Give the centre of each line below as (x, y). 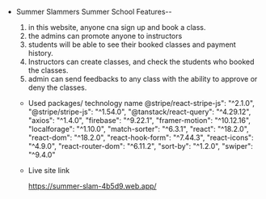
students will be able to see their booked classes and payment (132, 44)
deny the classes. (57, 87)
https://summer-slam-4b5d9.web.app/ (92, 186)
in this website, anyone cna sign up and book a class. (117, 27)
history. (41, 53)
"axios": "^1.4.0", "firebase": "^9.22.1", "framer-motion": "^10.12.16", (139, 120)
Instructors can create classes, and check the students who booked (141, 61)
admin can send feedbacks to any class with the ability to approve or (143, 79)
